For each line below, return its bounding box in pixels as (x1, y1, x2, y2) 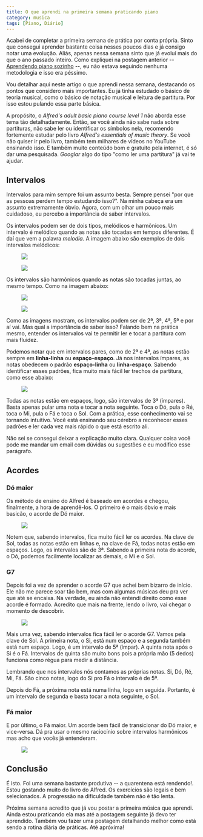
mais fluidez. (6, 337, 38, 344)
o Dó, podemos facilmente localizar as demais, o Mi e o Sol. (6, 552, 156, 559)
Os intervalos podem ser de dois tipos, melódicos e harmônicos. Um (6, 222, 178, 230)
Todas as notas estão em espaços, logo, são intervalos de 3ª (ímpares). (6, 397, 185, 405)
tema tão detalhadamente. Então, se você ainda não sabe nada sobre (6, 118, 179, 126)
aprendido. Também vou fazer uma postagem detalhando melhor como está (6, 818, 196, 825)
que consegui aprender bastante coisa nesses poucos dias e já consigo (6, 43, 185, 50)
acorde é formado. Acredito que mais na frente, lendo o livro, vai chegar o (6, 601, 191, 608)
